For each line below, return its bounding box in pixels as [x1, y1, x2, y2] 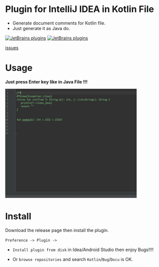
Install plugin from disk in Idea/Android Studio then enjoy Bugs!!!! [12, 246, 154, 252]
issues [5, 44, 19, 50]
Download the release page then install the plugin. [5, 227, 109, 233]
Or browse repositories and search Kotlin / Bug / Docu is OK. [12, 256, 133, 262]
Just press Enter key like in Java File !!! [5, 78, 88, 84]
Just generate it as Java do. [12, 25, 70, 31]
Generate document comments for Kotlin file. [12, 20, 106, 26]
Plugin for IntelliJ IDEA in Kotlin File [5, 3, 154, 15]
